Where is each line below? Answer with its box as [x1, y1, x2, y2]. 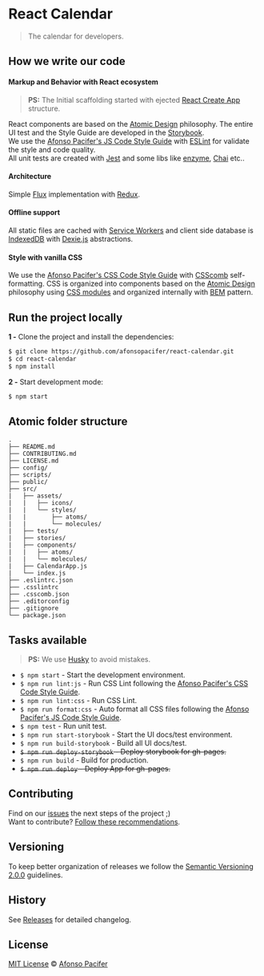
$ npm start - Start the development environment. [19, 670, 186, 680]
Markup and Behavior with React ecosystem [8, 77, 158, 87]
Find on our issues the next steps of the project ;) [8, 808, 171, 818]
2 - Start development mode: [8, 376, 104, 386]
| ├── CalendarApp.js [8, 563, 88, 571]
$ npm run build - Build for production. [19, 755, 150, 765]
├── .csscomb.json [8, 591, 70, 599]
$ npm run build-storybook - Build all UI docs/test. [19, 738, 187, 748]
